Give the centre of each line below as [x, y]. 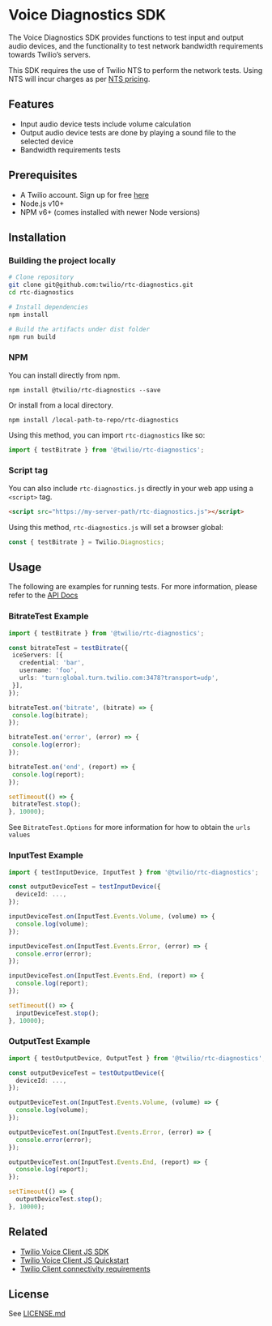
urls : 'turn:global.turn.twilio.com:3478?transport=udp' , [119, 678]
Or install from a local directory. [61, 405]
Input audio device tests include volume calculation [106, 124]
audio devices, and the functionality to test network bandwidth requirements [136, 45]
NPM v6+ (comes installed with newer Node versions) [110, 212]
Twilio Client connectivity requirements [85, 1268]
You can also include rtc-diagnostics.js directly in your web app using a [131, 488]
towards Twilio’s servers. [50, 54]
